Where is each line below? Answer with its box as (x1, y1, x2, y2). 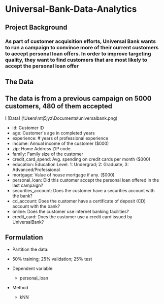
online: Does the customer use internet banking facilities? (12, 208, 129, 214)
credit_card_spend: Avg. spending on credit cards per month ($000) (12, 156, 151, 162)
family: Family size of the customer (12, 151, 84, 157)
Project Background (5, 23, 67, 32)
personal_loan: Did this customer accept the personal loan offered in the (12, 177, 159, 183)
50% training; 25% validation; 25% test (12, 256, 92, 262)
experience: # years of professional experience (12, 135, 108, 141)
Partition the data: (12, 246, 49, 252)
